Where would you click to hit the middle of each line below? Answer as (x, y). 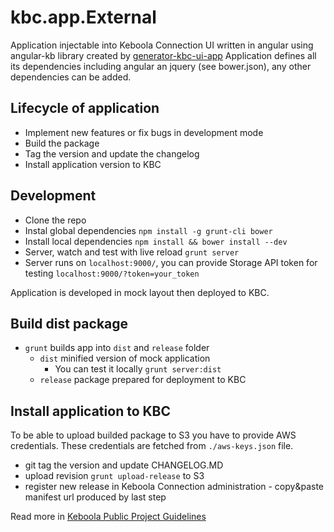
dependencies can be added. (71, 77)
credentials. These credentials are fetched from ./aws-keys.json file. (152, 446)
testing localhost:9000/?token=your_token (112, 273)
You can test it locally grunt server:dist (138, 369)
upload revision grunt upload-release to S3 (114, 476)
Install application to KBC (91, 411)
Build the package (62, 143)
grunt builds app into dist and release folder (117, 348)
